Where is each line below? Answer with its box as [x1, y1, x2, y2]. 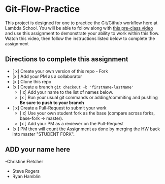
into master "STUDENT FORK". [12, 131, 75, 137]
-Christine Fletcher [5, 158, 43, 164]
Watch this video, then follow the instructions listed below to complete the [5, 36, 155, 41]
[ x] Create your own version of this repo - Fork [12, 68, 108, 74]
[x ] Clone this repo [12, 78, 52, 84]
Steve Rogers [12, 168, 40, 174]
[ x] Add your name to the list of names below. [19, 89, 113, 95]
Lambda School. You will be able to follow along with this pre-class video [5, 25, 154, 31]
